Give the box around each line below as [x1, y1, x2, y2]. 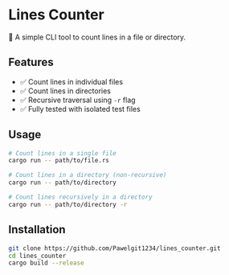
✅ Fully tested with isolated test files [19, 104, 141, 113]
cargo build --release [8, 259, 84, 267]
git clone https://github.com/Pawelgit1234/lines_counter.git [8, 244, 221, 252]
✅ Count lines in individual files [19, 76, 123, 86]
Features [8, 55, 54, 69]
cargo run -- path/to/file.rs [8, 157, 110, 165]
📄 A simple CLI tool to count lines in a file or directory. [8, 32, 186, 42]
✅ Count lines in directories [19, 86, 111, 96]
